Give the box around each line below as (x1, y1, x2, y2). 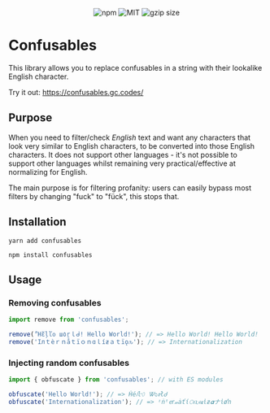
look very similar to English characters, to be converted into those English (8, 141, 255, 150)
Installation (8, 215, 67, 229)
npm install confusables (8, 250, 93, 259)
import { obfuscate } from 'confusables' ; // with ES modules (8, 376, 224, 384)
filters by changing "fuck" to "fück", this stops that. (8, 191, 180, 201)
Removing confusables (8, 297, 102, 308)
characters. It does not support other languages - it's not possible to (8, 150, 237, 159)
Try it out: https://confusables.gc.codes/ (8, 87, 144, 97)
